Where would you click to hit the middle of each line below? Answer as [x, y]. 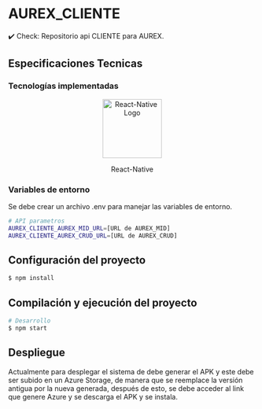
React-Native [132, 169]
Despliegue [37, 353]
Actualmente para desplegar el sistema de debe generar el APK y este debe [131, 371]
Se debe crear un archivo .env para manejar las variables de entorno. [120, 206]
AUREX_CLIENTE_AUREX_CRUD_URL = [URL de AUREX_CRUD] [93, 236]
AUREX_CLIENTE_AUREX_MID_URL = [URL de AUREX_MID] [89, 228]
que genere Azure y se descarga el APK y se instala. [93, 396]
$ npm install [31, 278]
